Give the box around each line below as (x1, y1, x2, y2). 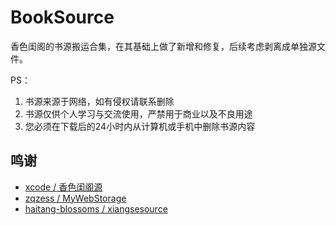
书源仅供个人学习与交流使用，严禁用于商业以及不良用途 (24, 107, 253, 120)
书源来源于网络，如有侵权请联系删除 (24, 95, 175, 107)
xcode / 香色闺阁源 (24, 181, 103, 193)
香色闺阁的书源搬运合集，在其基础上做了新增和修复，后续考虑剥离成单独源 (10, 40, 317, 52)
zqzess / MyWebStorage (24, 192, 127, 204)
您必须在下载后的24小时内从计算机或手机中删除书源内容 (24, 120, 256, 132)
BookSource (10, 6, 115, 29)
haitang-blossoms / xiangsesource (24, 202, 168, 215)
